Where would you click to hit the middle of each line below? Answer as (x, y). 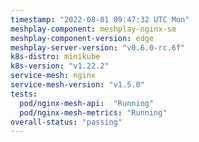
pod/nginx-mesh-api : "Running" (87, 103)
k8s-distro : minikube (55, 57)
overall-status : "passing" (66, 122)
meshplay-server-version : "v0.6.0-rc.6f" (98, 47)
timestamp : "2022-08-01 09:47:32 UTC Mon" (100, 19)
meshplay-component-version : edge (82, 38)
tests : (24, 94)
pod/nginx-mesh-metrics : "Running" (93, 112)
